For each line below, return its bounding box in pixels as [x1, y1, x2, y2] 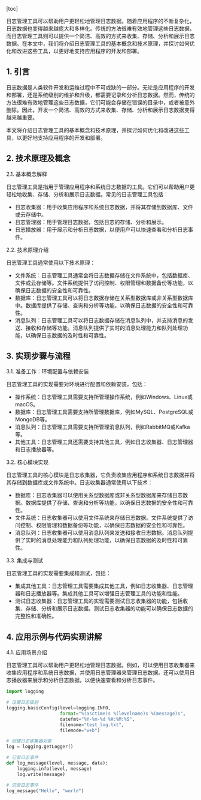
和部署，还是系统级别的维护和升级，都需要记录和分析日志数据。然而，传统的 [6, 91, 195, 98]
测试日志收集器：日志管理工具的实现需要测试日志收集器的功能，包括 [14, 597, 183, 605]
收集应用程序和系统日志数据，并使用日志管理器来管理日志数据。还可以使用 [6, 669, 190, 676]
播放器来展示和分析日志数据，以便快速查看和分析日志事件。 [11, 676, 159, 684]
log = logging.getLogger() [6, 744, 74, 750]
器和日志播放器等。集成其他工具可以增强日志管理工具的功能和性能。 [14, 590, 183, 597]
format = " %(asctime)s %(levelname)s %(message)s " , [59, 711, 186, 717]
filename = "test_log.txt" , [59, 721, 124, 728]
